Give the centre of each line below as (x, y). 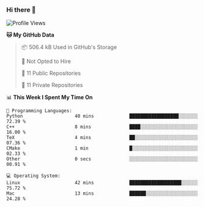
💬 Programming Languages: (39, 111)
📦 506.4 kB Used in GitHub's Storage (69, 47)
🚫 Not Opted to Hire (46, 61)
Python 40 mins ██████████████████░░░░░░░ (102, 116)
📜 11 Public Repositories (51, 73)
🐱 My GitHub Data (31, 35)
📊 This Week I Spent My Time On (49, 97)
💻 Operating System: (34, 176)
